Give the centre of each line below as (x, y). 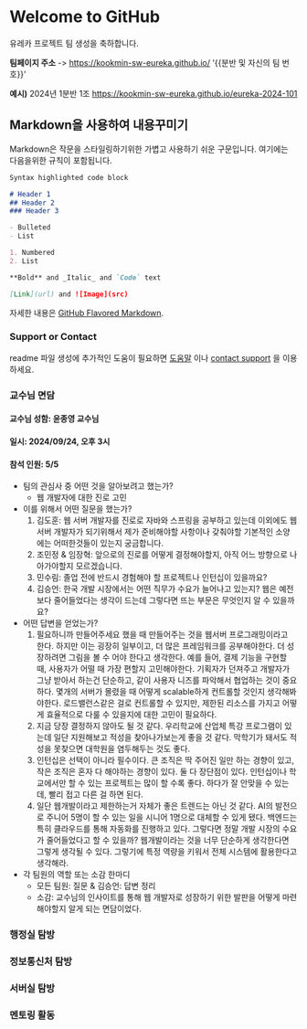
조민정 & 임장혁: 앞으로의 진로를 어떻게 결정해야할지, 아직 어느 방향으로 (162, 555)
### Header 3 (34, 211)
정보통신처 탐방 (41, 961)
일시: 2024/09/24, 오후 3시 (60, 441)
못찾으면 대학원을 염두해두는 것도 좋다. (122, 749)
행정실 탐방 (32, 935)
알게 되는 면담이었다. (105, 909)
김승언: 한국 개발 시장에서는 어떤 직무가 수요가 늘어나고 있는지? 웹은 (156, 589)
